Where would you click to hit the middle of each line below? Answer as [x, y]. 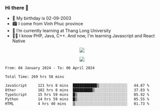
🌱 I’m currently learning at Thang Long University [61, 31]
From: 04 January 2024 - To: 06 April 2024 [50, 68]
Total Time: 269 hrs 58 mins [35, 77]
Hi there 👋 [17, 8]
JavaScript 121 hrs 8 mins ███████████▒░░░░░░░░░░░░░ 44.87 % [77, 86]
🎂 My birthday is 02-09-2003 [42, 18]
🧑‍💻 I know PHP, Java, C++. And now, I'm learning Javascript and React [83, 36]
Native [19, 41]
